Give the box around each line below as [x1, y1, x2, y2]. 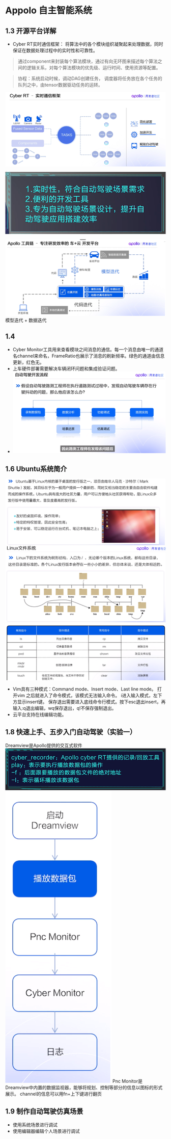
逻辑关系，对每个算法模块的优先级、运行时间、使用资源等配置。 [26, 65, 161, 70]
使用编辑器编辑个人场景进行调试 [12, 1128, 80, 1134]
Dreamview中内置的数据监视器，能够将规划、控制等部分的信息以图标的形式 [5, 1084, 163, 1091]
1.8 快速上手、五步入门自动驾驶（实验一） [5, 728, 137, 736]
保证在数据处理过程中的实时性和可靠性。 [12, 47, 98, 54]
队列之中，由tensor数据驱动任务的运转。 [17, 82, 103, 88]
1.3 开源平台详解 [5, 27, 57, 35]
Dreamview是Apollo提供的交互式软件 [5, 742, 82, 748]
